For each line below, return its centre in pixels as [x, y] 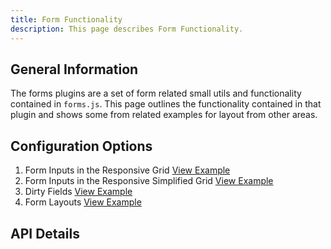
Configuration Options [81, 146]
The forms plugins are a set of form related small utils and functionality [156, 93]
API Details [45, 233]
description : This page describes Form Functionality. [127, 29]
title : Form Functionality [66, 19]
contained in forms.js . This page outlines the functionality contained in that [166, 104]
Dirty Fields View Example [78, 192]
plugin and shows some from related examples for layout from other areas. [164, 115]
